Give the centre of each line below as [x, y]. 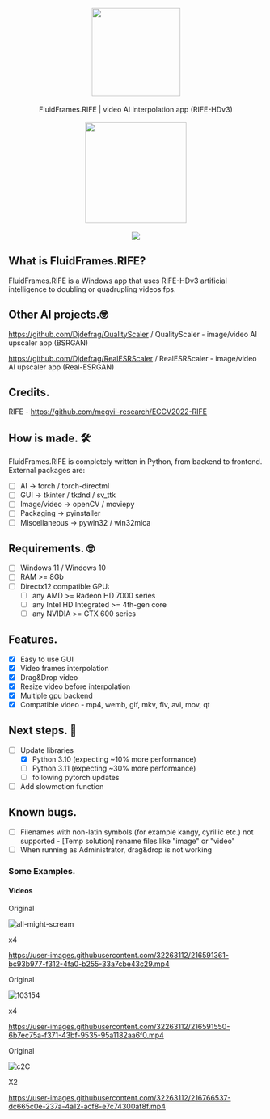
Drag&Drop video [49, 677]
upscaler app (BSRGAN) [49, 343]
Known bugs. [43, 812]
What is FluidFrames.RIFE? [77, 261]
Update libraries [47, 750]
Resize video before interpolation [75, 686]
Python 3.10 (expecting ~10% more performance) [114, 759]
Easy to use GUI [47, 659]
